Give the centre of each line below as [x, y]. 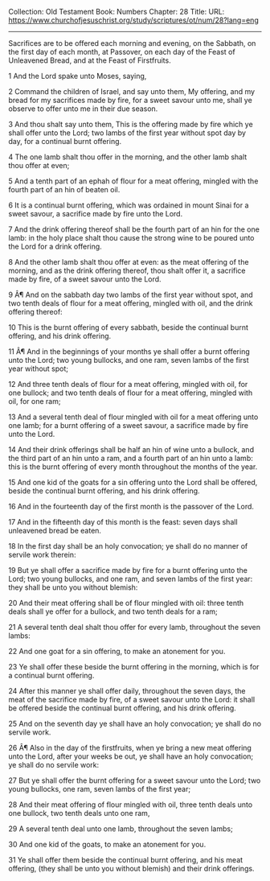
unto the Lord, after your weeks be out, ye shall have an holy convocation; [131, 756]
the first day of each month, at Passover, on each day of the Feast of [122, 52]
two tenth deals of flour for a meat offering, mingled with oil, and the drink [131, 303]
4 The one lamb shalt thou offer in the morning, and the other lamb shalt [128, 157]
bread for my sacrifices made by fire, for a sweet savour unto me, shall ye [131, 100]
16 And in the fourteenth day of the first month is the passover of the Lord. [131, 506]
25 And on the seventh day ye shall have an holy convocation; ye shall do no [135, 724]
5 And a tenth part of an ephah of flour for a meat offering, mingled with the [133, 181]
